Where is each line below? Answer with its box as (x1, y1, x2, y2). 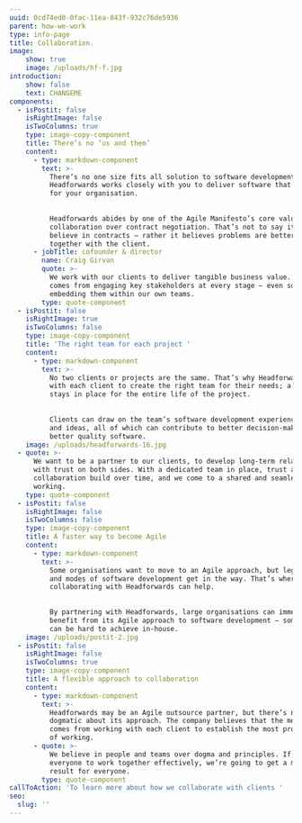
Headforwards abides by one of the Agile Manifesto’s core (49, 213, 276, 223)
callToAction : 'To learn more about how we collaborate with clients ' (9, 783, 283, 792)
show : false (25, 80, 70, 89)
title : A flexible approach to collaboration (25, 674, 200, 683)
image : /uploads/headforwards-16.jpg (25, 440, 167, 449)
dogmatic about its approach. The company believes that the (49, 717, 283, 726)
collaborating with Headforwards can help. (49, 583, 216, 592)
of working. (49, 733, 94, 743)
